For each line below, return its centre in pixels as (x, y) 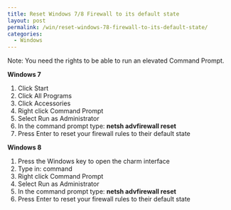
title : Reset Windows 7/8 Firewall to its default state (93, 14)
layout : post (27, 21)
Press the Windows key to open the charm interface (94, 162)
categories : (25, 34)
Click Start (33, 88)
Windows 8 (25, 147)
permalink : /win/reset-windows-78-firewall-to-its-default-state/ (108, 27)
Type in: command (45, 169)
